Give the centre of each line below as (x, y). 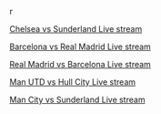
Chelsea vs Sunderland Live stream (76, 29)
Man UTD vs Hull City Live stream (73, 82)
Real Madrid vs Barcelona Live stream (80, 64)
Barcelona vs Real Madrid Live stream (80, 47)
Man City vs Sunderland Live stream (77, 99)
